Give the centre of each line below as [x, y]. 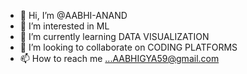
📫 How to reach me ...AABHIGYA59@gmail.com [119, 58]
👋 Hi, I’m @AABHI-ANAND [73, 15]
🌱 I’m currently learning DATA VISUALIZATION [114, 36]
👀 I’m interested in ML [64, 26]
